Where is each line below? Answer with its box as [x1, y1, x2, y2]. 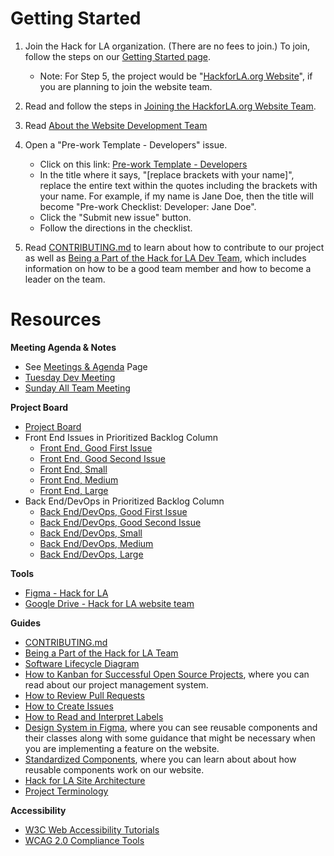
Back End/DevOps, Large [39, 548, 144, 560]
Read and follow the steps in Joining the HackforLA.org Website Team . [24, 100, 317, 112]
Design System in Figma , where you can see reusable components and [24, 721, 318, 733]
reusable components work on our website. [24, 763, 205, 776]
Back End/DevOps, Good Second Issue [39, 516, 202, 528]
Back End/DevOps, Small [39, 527, 143, 539]
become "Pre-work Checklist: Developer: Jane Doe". [39, 200, 257, 212]
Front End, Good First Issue [39, 442, 153, 454]
